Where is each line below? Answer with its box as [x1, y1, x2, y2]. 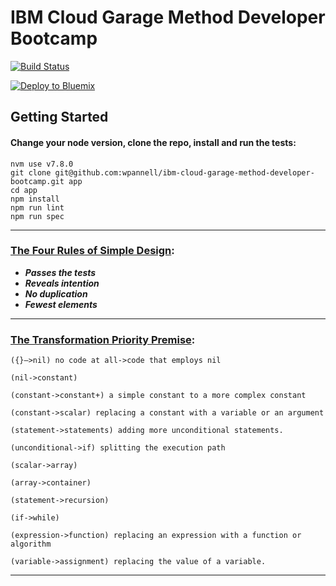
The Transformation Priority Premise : [10, 332, 196, 346]
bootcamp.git [10, 176, 65, 186]
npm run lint [10, 202, 65, 213]
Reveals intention [24, 277, 100, 289]
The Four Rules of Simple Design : [10, 244, 175, 258]
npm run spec [10, 211, 65, 221]
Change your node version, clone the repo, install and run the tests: [10, 136, 297, 148]
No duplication [24, 287, 88, 300]
